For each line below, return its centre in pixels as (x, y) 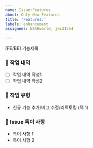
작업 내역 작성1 (27, 75)
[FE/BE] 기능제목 (22, 48)
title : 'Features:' (26, 19)
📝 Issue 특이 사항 (25, 122)
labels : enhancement (27, 24)
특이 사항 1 (23, 134)
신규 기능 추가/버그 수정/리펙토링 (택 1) (50, 107)
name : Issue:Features (28, 10)
